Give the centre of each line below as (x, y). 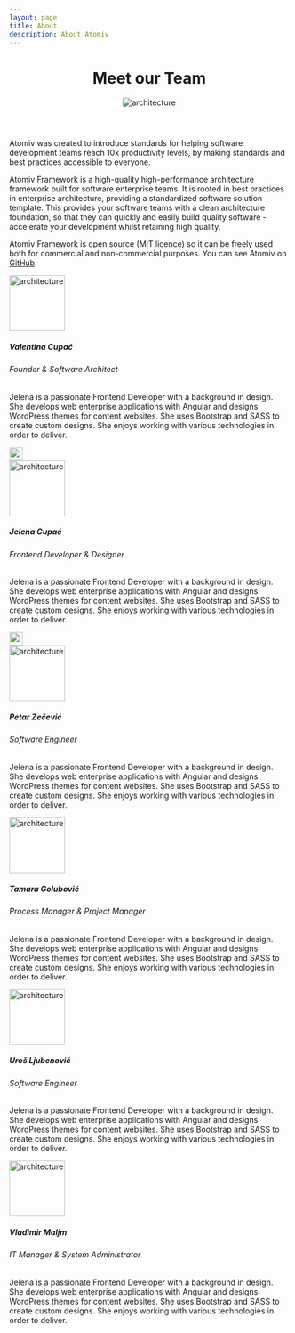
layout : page (33, 17)
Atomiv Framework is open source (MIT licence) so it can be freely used (141, 244)
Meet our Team (149, 78)
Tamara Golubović (44, 889)
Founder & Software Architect (64, 370)
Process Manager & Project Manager (78, 911)
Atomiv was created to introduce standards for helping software (126, 143)
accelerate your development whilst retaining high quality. (115, 227)
